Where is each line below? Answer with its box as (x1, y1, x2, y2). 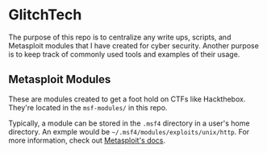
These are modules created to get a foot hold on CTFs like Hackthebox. (8, 94, 246, 104)
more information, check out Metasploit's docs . (8, 135, 166, 145)
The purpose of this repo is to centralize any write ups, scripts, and (8, 32, 232, 42)
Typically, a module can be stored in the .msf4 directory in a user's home (8, 118, 250, 128)
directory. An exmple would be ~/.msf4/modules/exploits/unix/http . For (8, 126, 250, 136)
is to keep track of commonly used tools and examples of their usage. (8, 49, 240, 59)
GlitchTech (8, 6, 82, 24)
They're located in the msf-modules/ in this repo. (8, 102, 168, 112)
